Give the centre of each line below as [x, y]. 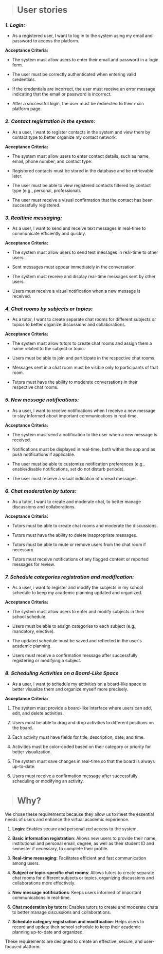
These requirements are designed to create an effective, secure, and [74, 941]
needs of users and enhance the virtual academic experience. [67, 819]
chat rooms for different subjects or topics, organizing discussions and [83, 878]
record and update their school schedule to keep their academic [76, 927]
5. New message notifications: [42, 400]
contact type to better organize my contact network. [64, 137]
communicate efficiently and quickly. [49, 234]
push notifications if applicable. [44, 454]
